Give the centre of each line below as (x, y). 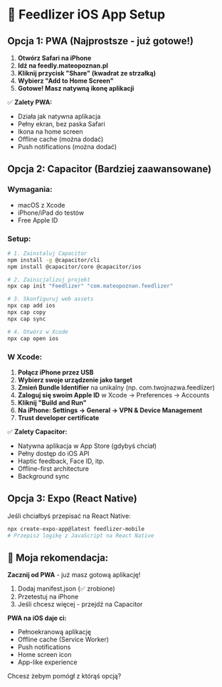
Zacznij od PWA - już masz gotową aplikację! (74, 575)
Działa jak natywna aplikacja (59, 116)
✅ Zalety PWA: (30, 102)
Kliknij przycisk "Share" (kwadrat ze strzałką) (87, 73)
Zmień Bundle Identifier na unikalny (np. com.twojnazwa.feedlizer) (116, 387)
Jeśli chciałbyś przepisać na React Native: (69, 516)
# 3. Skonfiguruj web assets (51, 299)
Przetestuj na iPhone (48, 597)
